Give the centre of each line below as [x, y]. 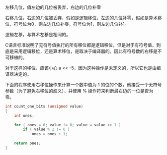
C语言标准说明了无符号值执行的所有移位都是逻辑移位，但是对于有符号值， [81, 45]
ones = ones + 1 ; [50, 134]
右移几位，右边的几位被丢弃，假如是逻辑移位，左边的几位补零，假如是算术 [81, 18]
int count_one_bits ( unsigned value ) [44, 106]
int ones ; [24, 115]
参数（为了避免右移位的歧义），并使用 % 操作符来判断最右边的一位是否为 [79, 91]
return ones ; [28, 143]
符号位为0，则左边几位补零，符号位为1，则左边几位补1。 [71, 24]
